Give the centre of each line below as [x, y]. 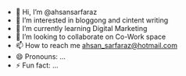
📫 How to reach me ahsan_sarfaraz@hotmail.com [97, 45]
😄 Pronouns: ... [41, 57]
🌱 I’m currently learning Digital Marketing [81, 28]
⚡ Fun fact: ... [37, 65]
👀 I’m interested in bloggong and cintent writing [92, 20]
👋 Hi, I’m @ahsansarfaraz [56, 12]
